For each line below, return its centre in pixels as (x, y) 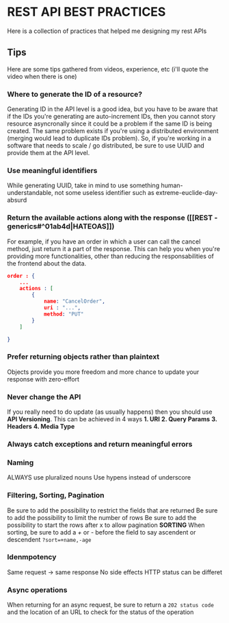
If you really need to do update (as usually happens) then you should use (110, 412)
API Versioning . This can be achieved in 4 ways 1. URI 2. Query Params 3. (112, 419)
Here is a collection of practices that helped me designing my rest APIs (107, 31)
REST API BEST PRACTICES (86, 12)
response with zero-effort (43, 379)
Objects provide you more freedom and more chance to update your (103, 372)
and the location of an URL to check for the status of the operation (100, 612)
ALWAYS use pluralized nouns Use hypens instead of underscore (99, 478)
